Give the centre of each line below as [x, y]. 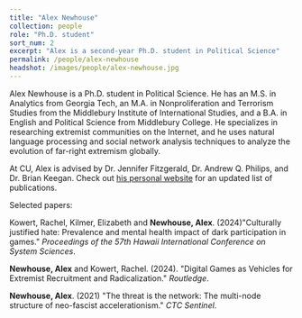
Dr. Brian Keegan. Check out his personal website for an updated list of [141, 177]
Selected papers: [41, 204]
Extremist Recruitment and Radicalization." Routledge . [109, 278]
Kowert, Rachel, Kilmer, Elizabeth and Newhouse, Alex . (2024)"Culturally [146, 223]
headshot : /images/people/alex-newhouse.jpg [94, 68]
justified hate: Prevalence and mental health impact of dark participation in [148, 232]
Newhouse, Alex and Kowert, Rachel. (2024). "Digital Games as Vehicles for [151, 268]
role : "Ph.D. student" [52, 34]
